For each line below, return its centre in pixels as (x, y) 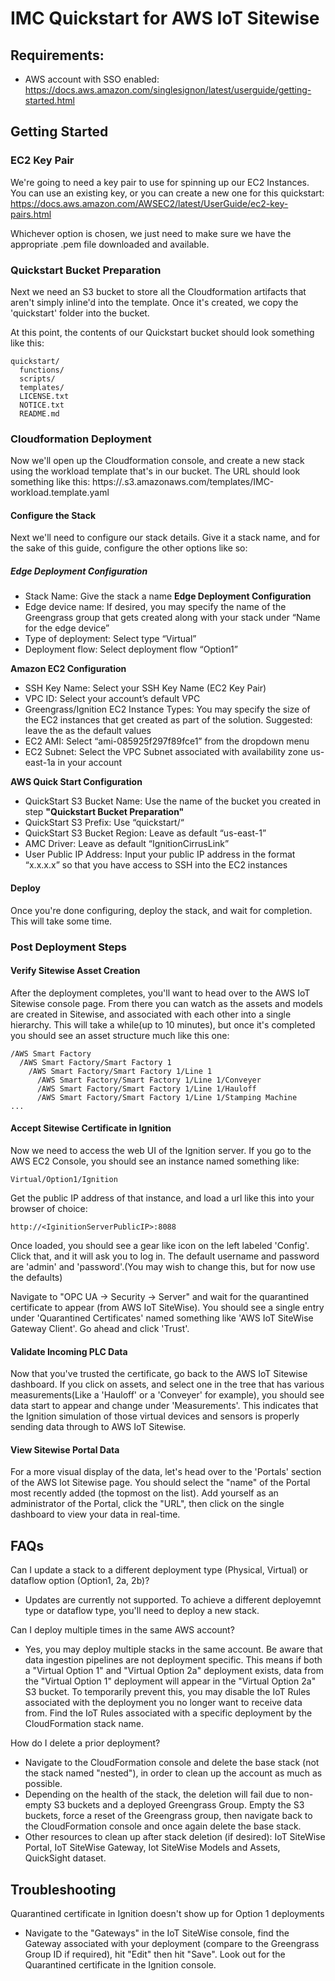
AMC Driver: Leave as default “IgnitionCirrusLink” (127, 844)
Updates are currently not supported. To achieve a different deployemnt (173, 1600)
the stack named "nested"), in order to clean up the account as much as (173, 1773)
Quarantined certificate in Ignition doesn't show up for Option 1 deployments (167, 1914)
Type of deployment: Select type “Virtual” (110, 639)
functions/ (42, 370)
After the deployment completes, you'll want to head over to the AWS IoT (160, 993)
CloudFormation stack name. (84, 1724)
